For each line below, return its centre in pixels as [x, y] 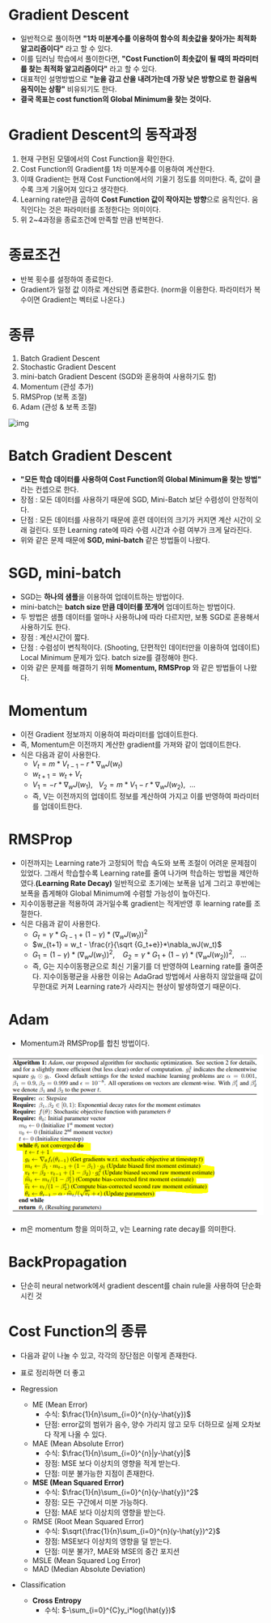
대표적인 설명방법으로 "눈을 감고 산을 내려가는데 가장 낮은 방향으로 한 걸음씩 [138, 79]
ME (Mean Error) [60, 1404]
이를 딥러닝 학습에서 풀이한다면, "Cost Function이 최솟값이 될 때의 [125, 58]
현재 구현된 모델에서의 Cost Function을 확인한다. [97, 159]
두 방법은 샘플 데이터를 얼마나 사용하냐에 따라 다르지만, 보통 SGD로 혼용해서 [140, 616]
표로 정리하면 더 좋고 [53, 1372]
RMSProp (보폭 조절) [53, 396]
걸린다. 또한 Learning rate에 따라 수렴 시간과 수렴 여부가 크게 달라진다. [140, 530]
